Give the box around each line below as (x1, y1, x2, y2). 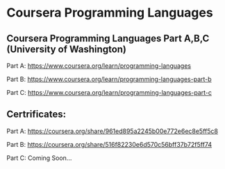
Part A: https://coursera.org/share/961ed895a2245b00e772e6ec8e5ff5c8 (6, 127, 218, 135)
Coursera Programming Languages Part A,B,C (6, 33, 210, 44)
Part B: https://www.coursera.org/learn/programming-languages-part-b (6, 75, 212, 83)
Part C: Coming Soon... (6, 154, 72, 162)
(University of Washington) (6, 43, 126, 55)
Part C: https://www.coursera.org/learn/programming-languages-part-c (6, 89, 212, 96)
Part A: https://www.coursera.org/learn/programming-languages (6, 62, 192, 70)
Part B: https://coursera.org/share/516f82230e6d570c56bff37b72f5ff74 (6, 140, 212, 148)
